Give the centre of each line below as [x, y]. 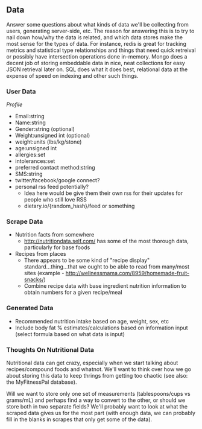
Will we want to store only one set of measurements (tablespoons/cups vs [99, 394]
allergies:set [30, 155]
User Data [21, 91]
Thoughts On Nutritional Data [50, 349]
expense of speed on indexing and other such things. [72, 75]
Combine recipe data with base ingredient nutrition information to [105, 286]
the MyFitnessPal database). [42, 382]
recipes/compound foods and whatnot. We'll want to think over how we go [99, 369]
